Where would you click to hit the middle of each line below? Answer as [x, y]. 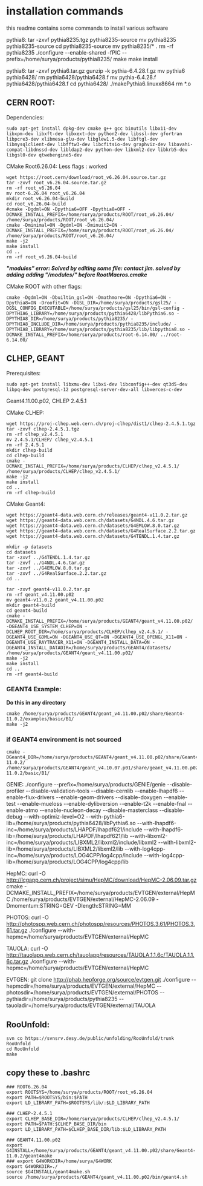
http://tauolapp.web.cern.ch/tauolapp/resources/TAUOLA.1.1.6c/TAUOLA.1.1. [100, 955]
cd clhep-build [25, 455]
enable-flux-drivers [31, 797]
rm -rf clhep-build [31, 492]
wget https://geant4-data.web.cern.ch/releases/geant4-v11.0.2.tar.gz [97, 515]
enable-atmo [22, 810]
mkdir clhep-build [29, 450]
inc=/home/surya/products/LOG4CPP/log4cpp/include [75, 856]
